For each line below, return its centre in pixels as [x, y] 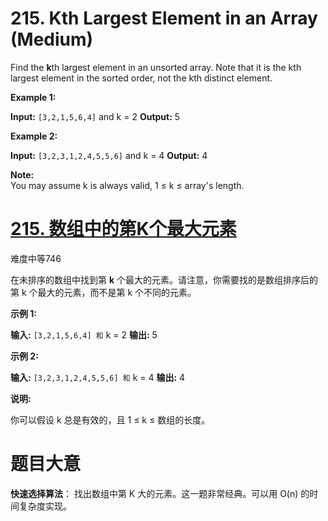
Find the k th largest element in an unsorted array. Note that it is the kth [156, 67]
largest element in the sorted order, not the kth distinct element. [141, 78]
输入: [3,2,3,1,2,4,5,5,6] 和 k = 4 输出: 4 [98, 377]
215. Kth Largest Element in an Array [164, 18]
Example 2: [34, 136]
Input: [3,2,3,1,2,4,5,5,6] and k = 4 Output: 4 [109, 155]
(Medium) [52, 39]
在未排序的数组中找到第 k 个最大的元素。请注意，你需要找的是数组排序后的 [164, 279]
